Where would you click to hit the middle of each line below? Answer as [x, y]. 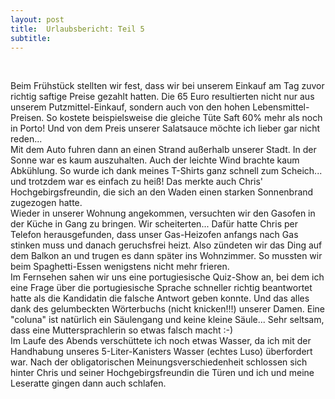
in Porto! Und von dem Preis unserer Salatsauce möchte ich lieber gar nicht [165, 128]
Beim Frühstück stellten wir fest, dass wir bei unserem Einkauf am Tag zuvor [167, 86]
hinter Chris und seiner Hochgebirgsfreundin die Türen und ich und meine [162, 373]
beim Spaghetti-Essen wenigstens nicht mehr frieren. [120, 267]
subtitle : [31, 38]
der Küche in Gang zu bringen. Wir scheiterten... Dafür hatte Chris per [154, 224]
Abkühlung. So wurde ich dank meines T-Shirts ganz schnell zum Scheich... [166, 171]
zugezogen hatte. [46, 203]
